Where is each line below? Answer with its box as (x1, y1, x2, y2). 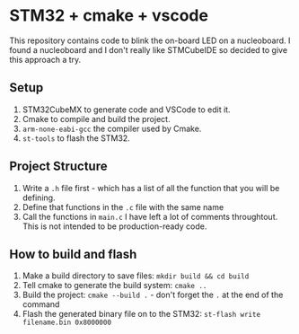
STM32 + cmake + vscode (9, 5, 209, 26)
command (22, 299, 60, 310)
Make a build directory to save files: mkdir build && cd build (22, 270, 250, 281)
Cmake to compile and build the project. (22, 113, 171, 124)
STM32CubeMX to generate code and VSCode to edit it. (22, 104, 231, 115)
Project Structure (9, 159, 108, 174)
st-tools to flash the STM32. (22, 132, 130, 144)
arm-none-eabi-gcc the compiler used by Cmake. (22, 123, 202, 134)
